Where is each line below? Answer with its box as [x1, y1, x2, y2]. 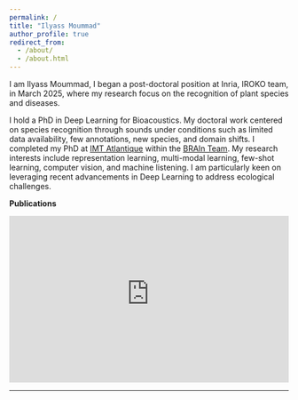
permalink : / [9, 12, 58, 22]
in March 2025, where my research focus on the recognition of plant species [9, 88, 290, 99]
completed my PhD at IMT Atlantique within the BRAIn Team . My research [9, 143, 278, 154]
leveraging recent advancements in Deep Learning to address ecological [9, 172, 275, 182]
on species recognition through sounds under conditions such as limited [9, 124, 273, 134]
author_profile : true [9, 29, 90, 38]
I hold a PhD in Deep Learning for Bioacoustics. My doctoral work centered [9, 115, 283, 125]
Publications [9, 198, 57, 209]
